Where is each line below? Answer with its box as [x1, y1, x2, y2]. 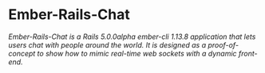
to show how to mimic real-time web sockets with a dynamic [37, 48, 237, 58]
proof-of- [207, 40, 239, 49]
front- [238, 48, 258, 58]
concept [8, 48, 36, 58]
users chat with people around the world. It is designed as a [8, 40, 207, 49]
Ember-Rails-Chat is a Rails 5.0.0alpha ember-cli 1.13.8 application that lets [8, 32, 256, 41]
